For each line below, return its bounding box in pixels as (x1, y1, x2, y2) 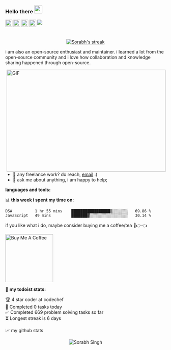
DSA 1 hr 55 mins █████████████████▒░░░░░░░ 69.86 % (5, 209, 152, 214)
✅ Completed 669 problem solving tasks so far (5, 309, 104, 315)
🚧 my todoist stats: (5, 286, 46, 292)
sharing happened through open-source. (5, 60, 91, 66)
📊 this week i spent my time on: (5, 197, 74, 203)
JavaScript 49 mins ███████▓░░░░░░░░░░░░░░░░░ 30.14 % (5, 213, 152, 219)
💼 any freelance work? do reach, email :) (12, 171, 98, 178)
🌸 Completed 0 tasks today (5, 304, 62, 310)
